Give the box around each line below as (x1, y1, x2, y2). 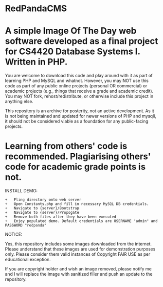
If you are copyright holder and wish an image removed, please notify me (5, 266, 152, 272)
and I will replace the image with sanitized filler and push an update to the (5, 271, 153, 277)
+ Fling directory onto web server (5, 197, 82, 203)
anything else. (5, 99, 34, 104)
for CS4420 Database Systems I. (5, 46, 140, 57)
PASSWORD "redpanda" (5, 223, 47, 228)
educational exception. (5, 257, 51, 263)
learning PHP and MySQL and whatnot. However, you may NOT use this (5, 78, 149, 83)
